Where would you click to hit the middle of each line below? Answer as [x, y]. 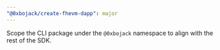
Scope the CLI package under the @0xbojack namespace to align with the [110, 33]
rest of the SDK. [29, 40]
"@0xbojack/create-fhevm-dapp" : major [62, 13]
